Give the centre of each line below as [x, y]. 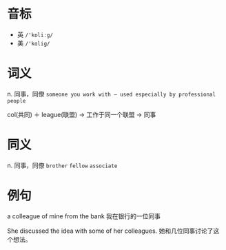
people [17, 101]
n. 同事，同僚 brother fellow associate [62, 165]
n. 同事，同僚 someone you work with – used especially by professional [111, 94]
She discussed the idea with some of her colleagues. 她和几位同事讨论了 [110, 231]
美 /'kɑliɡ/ [33, 43]
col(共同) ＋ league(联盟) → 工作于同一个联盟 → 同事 [82, 114]
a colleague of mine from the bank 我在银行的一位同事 [84, 216]
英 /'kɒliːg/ [35, 34]
